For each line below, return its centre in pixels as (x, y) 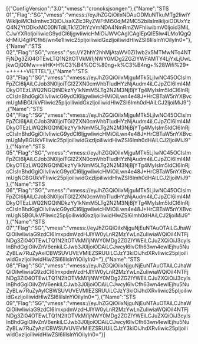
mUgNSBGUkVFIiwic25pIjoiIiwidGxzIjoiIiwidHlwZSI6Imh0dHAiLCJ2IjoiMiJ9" (98, 215)
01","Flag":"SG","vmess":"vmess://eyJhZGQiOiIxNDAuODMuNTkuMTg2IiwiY (98, 15)
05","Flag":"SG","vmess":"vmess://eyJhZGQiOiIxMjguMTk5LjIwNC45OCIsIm (99, 153)
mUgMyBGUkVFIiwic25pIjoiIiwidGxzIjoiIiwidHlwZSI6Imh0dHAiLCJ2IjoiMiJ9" (98, 140)
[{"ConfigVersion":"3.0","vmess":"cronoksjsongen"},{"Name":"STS (88, 9)
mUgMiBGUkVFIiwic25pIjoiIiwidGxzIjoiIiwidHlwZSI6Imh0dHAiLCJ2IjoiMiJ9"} (99, 102)
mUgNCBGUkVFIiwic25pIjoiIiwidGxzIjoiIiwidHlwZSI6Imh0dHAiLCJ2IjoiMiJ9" (98, 178)
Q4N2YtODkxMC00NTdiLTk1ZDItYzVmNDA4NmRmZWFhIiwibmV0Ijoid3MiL (98, 27)
